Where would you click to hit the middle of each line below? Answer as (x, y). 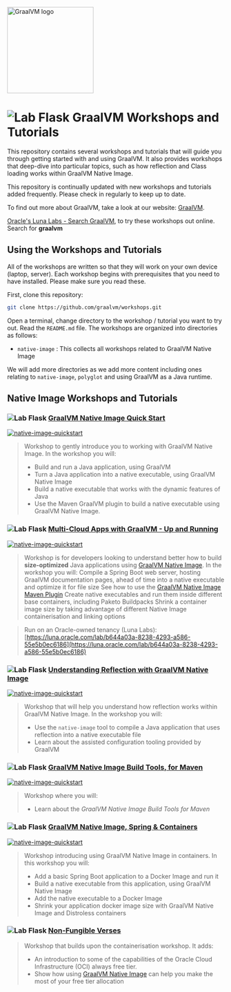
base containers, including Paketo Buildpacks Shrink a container (115, 602)
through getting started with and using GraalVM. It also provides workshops (115, 158)
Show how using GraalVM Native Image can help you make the (124, 973)
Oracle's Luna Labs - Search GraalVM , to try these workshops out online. (111, 220)
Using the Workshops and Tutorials (84, 250)
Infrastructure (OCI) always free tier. (86, 966)
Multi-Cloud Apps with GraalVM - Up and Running (133, 529)
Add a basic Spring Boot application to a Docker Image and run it (127, 876)
